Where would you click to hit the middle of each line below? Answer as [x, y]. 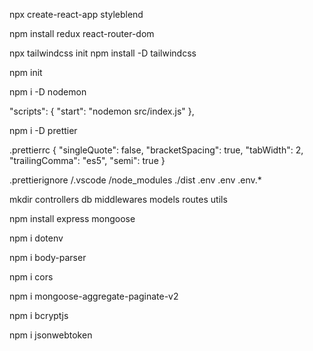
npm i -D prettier [43, 130]
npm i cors [31, 277]
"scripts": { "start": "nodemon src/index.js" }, [102, 111]
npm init [26, 72]
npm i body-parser [48, 257]
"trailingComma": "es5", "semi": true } [87, 160]
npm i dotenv [36, 238]
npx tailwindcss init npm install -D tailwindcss [103, 53]
